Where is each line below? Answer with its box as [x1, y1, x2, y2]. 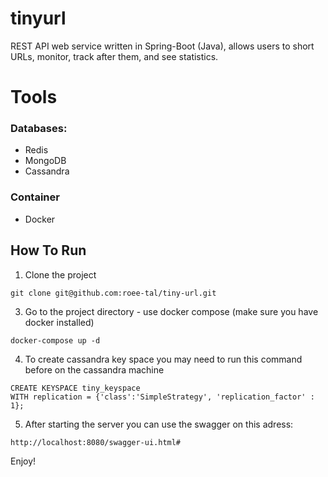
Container [10, 190, 60, 204]
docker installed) [24, 316, 95, 328]
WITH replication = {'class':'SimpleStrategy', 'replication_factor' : [10, 392, 315, 402]
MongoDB [24, 155, 67, 167]
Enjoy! [10, 455, 37, 467]
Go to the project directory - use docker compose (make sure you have [24, 305, 319, 317]
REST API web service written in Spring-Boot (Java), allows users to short [10, 40, 315, 52]
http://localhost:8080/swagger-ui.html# [10, 437, 182, 447]
